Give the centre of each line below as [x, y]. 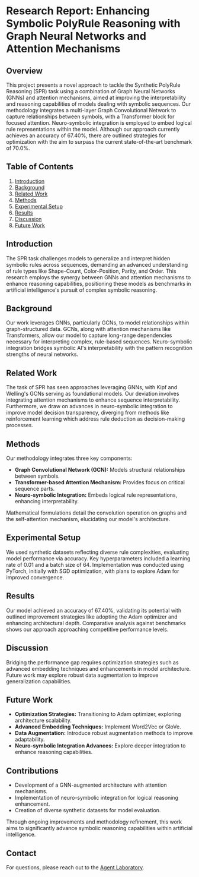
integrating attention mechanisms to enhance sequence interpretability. [93, 400]
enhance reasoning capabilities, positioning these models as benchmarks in [99, 283]
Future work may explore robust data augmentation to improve [82, 675]
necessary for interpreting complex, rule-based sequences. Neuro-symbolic [99, 342]
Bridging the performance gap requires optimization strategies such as [92, 662]
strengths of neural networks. [42, 354]
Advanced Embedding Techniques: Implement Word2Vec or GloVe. [98, 727]
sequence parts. [35, 489]
